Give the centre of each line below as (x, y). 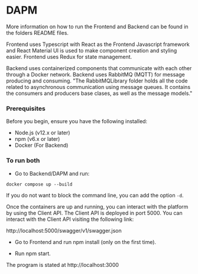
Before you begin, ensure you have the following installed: (77, 121)
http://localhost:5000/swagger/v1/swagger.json (64, 230)
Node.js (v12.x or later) (42, 133)
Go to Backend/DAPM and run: (52, 173)
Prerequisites (26, 108)
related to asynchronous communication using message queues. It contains (98, 87)
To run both (23, 161)
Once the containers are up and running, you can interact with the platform (97, 206)
